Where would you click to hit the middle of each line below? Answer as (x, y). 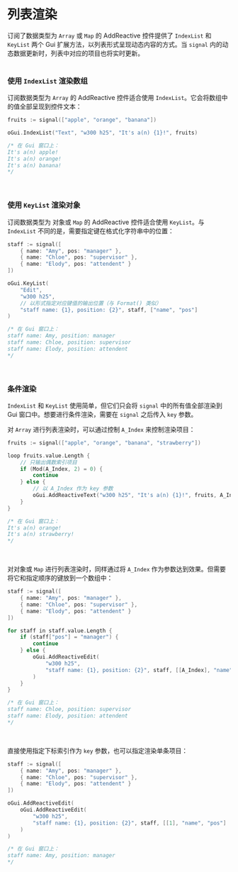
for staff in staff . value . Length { (60, 631)
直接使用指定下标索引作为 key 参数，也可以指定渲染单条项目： (98, 750)
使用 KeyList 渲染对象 (44, 205)
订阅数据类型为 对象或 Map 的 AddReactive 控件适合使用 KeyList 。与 (106, 222)
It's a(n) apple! (33, 152)
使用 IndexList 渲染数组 (48, 81)
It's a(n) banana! (34, 165)
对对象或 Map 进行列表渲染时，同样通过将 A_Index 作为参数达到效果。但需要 (117, 569)
